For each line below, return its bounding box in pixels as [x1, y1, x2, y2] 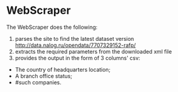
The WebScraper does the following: [6, 23, 98, 31]
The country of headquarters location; [15, 66, 111, 73]
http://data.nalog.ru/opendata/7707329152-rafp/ [15, 41, 136, 49]
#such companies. [15, 79, 62, 86]
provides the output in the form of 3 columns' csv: [15, 54, 140, 61]
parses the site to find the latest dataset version [15, 35, 134, 42]
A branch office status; [15, 72, 73, 79]
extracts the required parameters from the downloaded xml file [15, 48, 173, 55]
